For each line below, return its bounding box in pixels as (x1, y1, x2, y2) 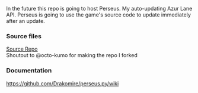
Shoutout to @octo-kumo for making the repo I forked (6, 52, 138, 59)
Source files (6, 32, 41, 40)
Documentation (6, 67, 52, 75)
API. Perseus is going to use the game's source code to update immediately (6, 11, 191, 18)
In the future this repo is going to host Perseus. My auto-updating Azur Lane (6, 5, 193, 12)
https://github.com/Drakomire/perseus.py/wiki (6, 79, 119, 87)
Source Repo (6, 45, 38, 52)
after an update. (6, 18, 46, 24)
